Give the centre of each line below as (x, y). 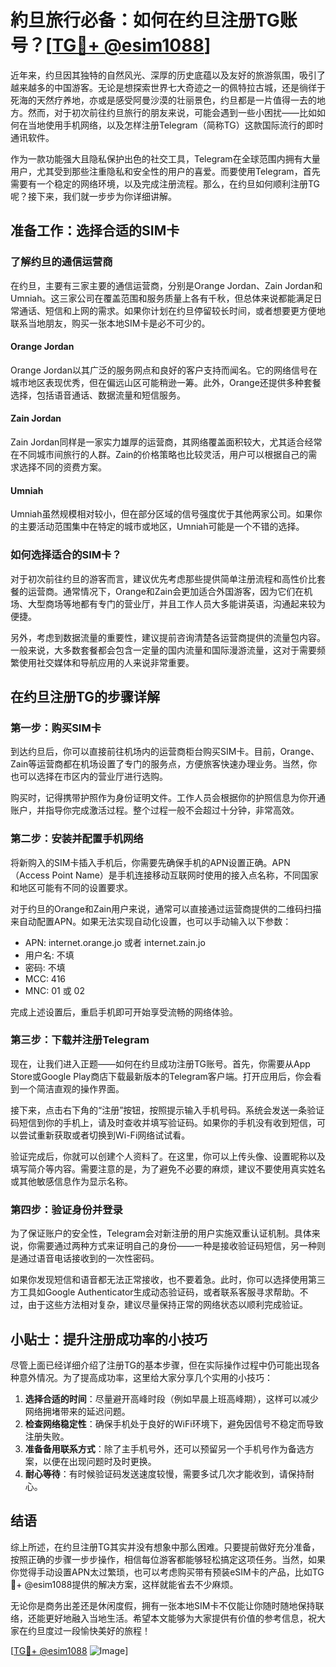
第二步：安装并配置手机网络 (77, 839)
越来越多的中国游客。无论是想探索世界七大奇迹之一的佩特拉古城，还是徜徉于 (168, 87)
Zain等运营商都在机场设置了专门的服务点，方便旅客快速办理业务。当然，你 (164, 764)
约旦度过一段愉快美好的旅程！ (89, 1630)
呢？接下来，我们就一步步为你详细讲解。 (93, 196)
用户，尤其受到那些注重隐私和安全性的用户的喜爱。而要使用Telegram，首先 (165, 171)
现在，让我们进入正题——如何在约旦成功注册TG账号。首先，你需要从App (160, 1063)
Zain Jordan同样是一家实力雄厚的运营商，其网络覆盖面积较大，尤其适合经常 (166, 442)
